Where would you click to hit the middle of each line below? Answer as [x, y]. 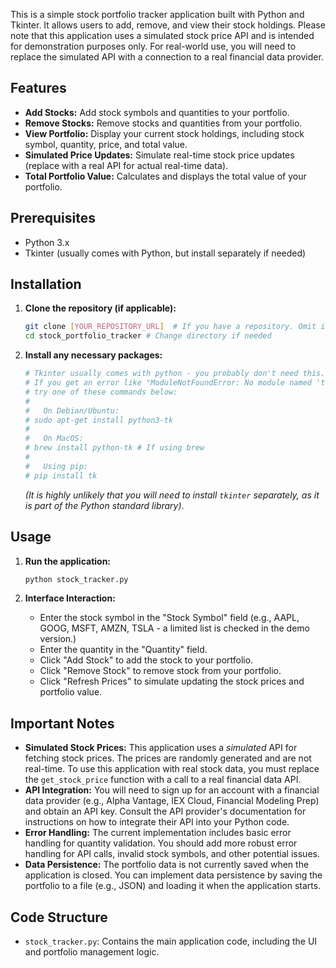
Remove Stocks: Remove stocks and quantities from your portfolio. [163, 123]
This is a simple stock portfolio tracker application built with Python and [157, 14]
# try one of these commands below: [101, 392]
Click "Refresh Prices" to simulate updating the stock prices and [172, 681]
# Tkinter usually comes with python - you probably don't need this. [175, 374]
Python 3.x [47, 242]
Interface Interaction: [70, 598]
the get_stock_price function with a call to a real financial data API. [163, 780]
